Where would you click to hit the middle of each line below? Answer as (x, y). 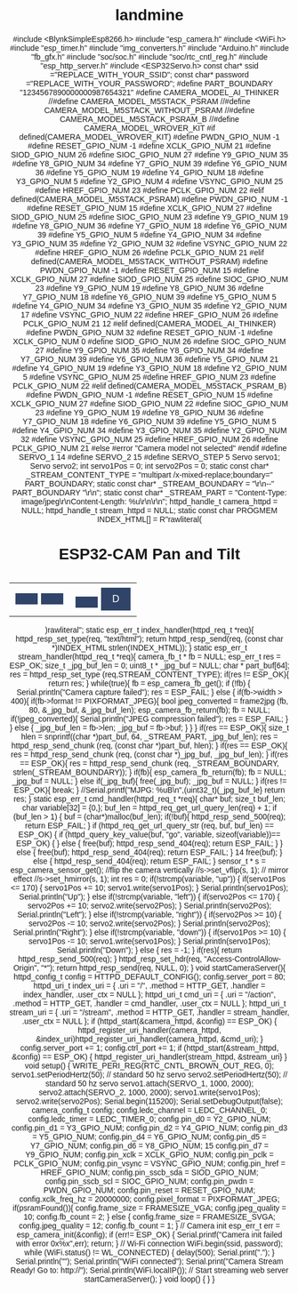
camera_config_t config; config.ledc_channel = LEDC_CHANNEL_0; (149, 1110)
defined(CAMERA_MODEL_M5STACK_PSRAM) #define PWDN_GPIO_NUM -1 (149, 199)
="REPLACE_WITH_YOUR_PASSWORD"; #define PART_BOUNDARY (149, 83)
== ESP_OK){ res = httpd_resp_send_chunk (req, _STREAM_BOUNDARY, (149, 763)
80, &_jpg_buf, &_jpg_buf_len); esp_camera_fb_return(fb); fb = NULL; (149, 710)
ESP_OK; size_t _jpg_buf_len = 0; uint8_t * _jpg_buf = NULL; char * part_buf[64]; (149, 665)
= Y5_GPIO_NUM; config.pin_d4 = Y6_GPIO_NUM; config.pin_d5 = (149, 1136)
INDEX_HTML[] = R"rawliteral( (149, 519)
